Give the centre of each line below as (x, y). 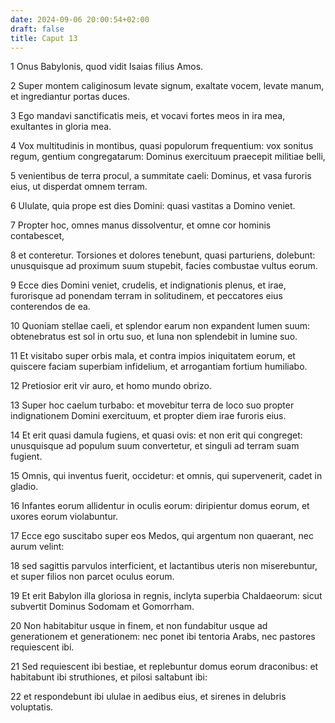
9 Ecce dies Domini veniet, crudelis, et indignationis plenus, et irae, (148, 285)
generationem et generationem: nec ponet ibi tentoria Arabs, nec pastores (163, 637)
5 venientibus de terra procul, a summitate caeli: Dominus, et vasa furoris (161, 176)
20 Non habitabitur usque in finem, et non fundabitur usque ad (139, 626)
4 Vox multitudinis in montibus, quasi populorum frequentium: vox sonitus (162, 146)
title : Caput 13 (44, 38)
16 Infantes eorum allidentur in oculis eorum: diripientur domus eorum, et (160, 506)
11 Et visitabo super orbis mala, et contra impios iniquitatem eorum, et (153, 356)
